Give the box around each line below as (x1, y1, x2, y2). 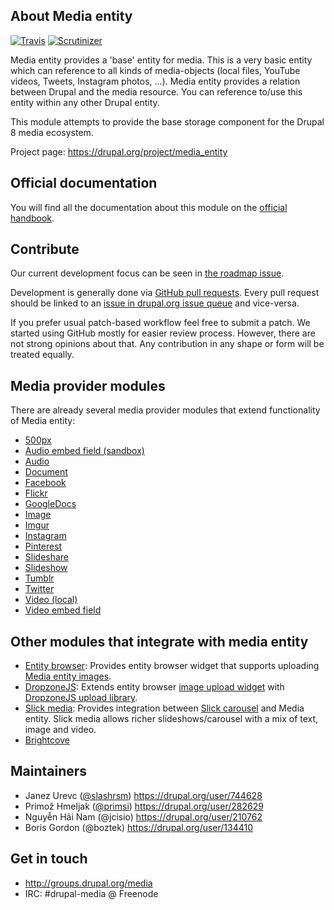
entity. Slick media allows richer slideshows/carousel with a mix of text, (24, 713, 319, 725)
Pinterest (24, 540, 63, 553)
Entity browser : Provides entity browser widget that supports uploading (24, 660, 320, 672)
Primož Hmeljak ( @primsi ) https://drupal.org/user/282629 (24, 800, 264, 812)
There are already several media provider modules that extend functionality (10, 404, 321, 416)
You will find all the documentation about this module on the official (10, 201, 288, 213)
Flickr (24, 487, 48, 499)
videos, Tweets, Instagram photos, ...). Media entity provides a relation (10, 75, 301, 87)
